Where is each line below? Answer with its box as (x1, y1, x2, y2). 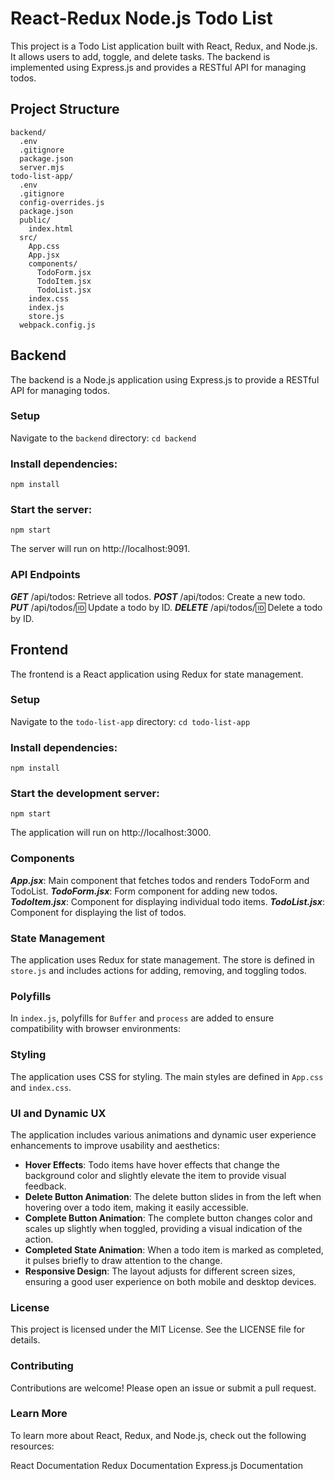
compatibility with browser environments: (10, 1023, 181, 1035)
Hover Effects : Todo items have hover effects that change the (24, 1158, 280, 1171)
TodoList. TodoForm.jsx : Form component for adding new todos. (10, 885, 278, 897)
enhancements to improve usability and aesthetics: (10, 1139, 220, 1151)
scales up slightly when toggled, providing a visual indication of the (24, 1222, 303, 1234)
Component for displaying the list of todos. (10, 906, 187, 918)
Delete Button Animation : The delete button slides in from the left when (24, 1190, 322, 1202)
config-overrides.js (19, 197, 105, 207)
